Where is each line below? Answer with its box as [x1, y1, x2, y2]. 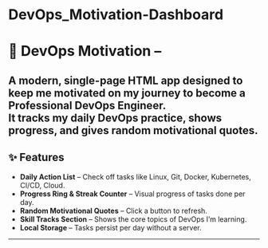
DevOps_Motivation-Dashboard [8, 6, 224, 24]
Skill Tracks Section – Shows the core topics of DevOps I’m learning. [19, 214, 247, 224]
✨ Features [8, 151, 65, 164]
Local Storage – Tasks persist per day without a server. [19, 222, 202, 232]
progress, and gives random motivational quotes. [8, 124, 258, 137]
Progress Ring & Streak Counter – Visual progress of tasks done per [19, 189, 246, 199]
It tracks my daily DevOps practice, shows [8, 111, 223, 124]
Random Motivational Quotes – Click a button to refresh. [19, 206, 207, 215]
